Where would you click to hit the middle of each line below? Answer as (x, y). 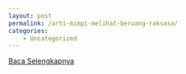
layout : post (30, 16)
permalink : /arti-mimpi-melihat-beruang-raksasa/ (93, 23)
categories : (28, 31)
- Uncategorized (50, 38)
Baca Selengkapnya (41, 61)
